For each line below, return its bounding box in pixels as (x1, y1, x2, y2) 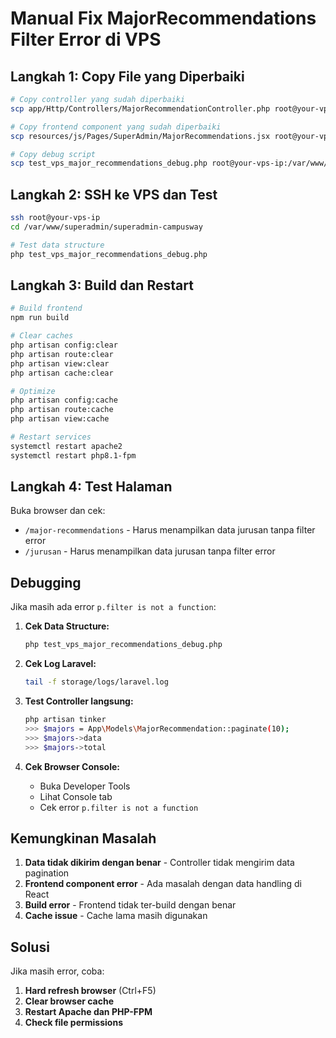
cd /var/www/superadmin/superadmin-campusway (10, 222, 203, 232)
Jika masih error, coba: (10, 965, 105, 977)
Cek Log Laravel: (24, 658, 97, 670)
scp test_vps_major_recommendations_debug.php (10, 158, 208, 169)
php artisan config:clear (10, 340, 118, 350)
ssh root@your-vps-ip (10, 213, 101, 223)
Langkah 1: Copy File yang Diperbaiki (10, 68, 245, 85)
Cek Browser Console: (24, 760, 120, 772)
